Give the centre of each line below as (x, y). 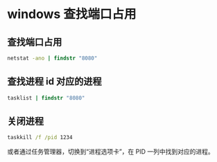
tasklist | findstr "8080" (46, 98)
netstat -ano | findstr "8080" (52, 58)
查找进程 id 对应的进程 (54, 81)
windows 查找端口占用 (72, 14)
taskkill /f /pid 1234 (40, 138)
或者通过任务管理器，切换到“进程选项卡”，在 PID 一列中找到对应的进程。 (111, 152)
